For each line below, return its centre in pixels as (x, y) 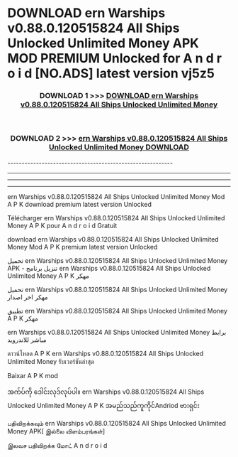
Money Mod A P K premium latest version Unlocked (83, 247)
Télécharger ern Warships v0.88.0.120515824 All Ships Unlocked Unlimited (116, 217)
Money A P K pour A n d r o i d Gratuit (62, 225)
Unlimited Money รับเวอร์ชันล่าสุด (51, 361)
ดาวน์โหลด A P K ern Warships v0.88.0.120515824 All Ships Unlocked (106, 353)
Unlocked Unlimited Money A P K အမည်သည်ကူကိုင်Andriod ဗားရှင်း (103, 405)
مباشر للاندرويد (27, 340)
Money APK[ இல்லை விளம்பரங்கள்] (56, 431)
